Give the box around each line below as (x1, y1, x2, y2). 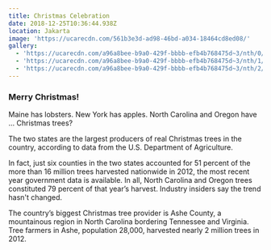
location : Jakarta (8, 27, 70, 35)
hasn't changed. (8, 193, 63, 202)
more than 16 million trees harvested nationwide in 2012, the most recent (8, 167, 250, 176)
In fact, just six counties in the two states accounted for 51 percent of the (8, 159, 251, 168)
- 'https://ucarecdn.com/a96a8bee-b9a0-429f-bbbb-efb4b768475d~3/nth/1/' (15, 57, 269, 66)
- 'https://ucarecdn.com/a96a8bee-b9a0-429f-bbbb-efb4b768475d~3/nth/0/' (15, 49, 269, 57)
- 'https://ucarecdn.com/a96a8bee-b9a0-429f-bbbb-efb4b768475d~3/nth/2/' (15, 65, 269, 73)
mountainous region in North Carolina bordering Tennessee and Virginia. (8, 217, 249, 227)
